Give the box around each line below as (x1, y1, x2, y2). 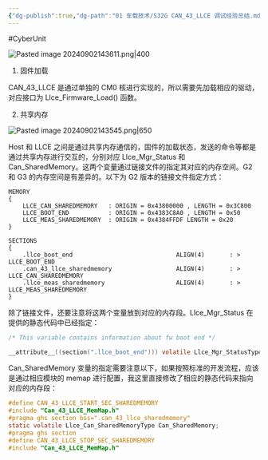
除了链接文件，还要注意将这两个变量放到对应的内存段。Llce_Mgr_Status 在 (8, 307, 254, 317)
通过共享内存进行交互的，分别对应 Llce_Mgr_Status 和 (8, 152, 186, 161)
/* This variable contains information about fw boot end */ (8, 333, 216, 342)
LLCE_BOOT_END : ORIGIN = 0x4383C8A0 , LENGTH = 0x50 (22, 208, 241, 216)
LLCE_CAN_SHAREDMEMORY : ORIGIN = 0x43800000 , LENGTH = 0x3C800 (22, 201, 251, 210)
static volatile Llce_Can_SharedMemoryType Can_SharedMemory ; (8, 422, 219, 430)
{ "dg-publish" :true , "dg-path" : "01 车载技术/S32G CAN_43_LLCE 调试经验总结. (8, 11, 254, 20)
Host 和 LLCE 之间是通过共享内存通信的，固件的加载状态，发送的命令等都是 (8, 141, 257, 152)
